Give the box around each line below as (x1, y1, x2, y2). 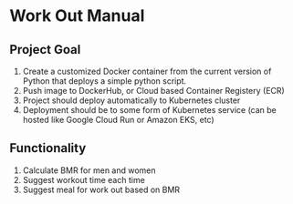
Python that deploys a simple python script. (22, 76, 187, 87)
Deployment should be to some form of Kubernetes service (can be (22, 105, 277, 115)
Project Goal (9, 42, 81, 57)
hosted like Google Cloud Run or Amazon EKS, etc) (22, 115, 215, 125)
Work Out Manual (9, 5, 145, 26)
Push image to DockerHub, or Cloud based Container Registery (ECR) (22, 86, 285, 96)
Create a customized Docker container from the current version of (22, 66, 272, 76)
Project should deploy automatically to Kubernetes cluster (22, 95, 241, 106)
